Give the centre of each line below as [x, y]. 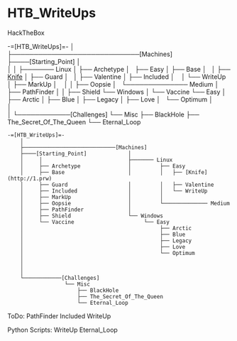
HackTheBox [26, 33]
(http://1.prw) [30, 178]
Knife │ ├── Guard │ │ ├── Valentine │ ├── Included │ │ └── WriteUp [117, 77]
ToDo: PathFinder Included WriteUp [59, 316]
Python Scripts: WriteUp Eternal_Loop [63, 330]
